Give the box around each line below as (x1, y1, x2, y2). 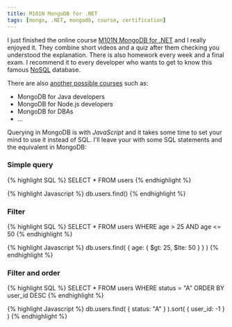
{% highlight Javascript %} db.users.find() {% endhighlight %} (7, 189, 186, 198)
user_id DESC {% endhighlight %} (7, 292, 104, 300)
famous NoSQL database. (7, 65, 81, 74)
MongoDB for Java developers (17, 92, 106, 101)
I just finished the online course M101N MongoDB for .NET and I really (7, 35, 206, 44)
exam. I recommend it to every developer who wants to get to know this (7, 58, 213, 66)
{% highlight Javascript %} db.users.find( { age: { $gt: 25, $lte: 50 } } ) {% (7, 244, 219, 252)
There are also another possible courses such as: (7, 79, 149, 87)
